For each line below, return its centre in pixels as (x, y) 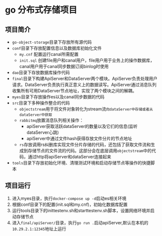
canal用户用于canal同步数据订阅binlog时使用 (64, 66)
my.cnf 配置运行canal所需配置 (49, 54)
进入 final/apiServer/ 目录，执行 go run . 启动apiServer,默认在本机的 (80, 222)
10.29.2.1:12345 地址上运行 (39, 229)
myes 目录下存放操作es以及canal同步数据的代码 (58, 97)
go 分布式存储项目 (41, 10)
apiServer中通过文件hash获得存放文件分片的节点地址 (79, 138)
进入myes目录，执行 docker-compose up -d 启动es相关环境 (69, 198)
